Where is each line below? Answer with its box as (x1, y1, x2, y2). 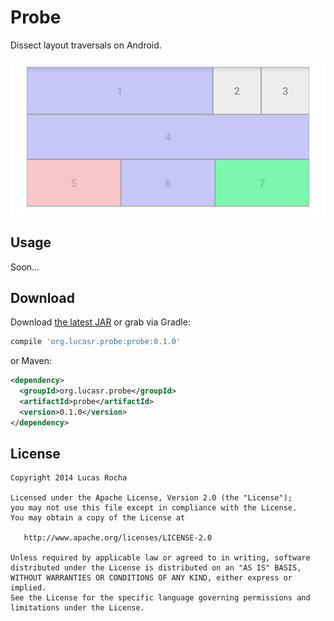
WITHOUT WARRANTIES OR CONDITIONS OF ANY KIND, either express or (10, 573, 293, 583)
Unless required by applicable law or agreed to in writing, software (10, 553, 311, 563)
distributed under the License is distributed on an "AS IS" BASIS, (10, 563, 302, 573)
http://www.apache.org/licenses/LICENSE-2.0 (23, 533, 213, 543)
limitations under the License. (10, 603, 145, 613)
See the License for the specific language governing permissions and (10, 593, 311, 603)
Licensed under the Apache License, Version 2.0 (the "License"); (10, 493, 293, 503)
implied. (10, 583, 47, 593)
